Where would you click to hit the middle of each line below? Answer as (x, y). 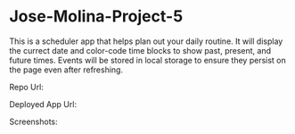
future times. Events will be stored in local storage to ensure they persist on (148, 60)
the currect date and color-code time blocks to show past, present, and (140, 50)
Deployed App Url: (43, 104)
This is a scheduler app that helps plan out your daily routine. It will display (146, 41)
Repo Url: (27, 87)
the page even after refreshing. (66, 70)
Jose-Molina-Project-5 (96, 17)
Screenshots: (33, 121)
